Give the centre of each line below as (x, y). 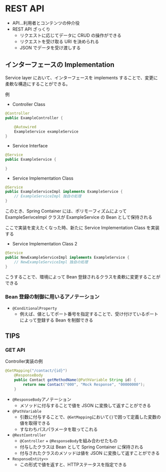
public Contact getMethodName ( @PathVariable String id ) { (75, 380)
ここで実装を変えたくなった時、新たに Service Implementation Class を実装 (83, 228)
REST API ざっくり (31, 29)
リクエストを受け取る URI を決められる (59, 41)
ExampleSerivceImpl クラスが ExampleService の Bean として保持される (79, 217)
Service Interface (30, 146)
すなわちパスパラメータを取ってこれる (59, 429)
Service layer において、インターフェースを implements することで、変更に (82, 78)
